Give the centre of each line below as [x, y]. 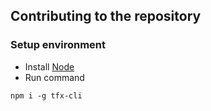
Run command [54, 77]
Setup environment [58, 45]
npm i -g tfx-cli [46, 95]
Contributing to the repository [106, 16]
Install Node [49, 66]
